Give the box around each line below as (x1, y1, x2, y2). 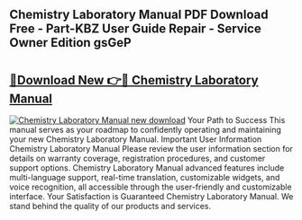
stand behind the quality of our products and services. (9, 201, 212, 211)
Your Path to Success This (188, 115, 286, 125)
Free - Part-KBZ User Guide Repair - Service (9, 22, 261, 37)
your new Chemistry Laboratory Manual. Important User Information (9, 134, 262, 145)
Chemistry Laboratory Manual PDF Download (9, 7, 269, 22)
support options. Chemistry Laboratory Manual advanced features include (9, 163, 285, 173)
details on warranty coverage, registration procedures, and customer (9, 153, 266, 163)
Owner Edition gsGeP (9, 35, 133, 50)
